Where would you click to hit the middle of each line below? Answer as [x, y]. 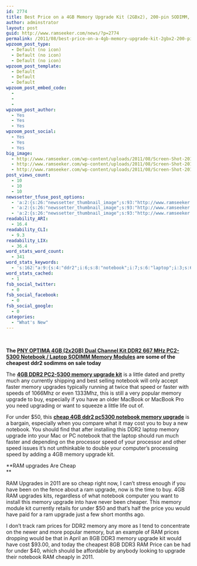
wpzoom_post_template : [34, 66]
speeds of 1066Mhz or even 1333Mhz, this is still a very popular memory [94, 393]
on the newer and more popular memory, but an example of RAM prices [93, 532]
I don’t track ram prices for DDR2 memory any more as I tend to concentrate [98, 526]
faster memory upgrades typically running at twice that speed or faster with [98, 387]
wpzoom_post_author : [31, 110]
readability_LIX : [27, 240]
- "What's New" [30, 322]
